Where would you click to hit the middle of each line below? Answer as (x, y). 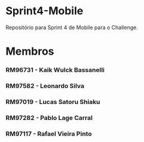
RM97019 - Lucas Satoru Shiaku (53, 102)
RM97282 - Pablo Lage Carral (49, 118)
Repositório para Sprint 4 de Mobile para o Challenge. (72, 27)
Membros (30, 51)
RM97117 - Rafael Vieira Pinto (49, 134)
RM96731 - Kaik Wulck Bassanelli (55, 70)
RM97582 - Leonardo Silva (45, 86)
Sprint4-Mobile (45, 11)
